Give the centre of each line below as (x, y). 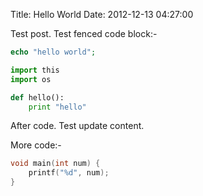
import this (35, 70)
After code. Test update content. (77, 126)
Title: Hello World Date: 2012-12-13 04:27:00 (102, 14)
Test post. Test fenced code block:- (84, 33)
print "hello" (57, 107)
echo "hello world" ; (53, 52)
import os (31, 79)
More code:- (36, 145)
